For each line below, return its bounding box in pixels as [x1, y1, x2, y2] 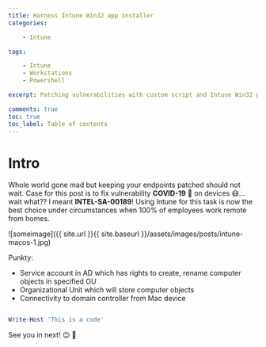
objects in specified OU [19, 276, 97, 286]
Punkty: [8, 253, 33, 262]
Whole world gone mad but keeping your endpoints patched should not [8, 180, 241, 190]
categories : [8, 19, 47, 27]
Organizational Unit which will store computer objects [19, 285, 195, 295]
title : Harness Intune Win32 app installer [8, 11, 154, 20]
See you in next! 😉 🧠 [8, 330, 77, 340]
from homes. [8, 214, 50, 223]
